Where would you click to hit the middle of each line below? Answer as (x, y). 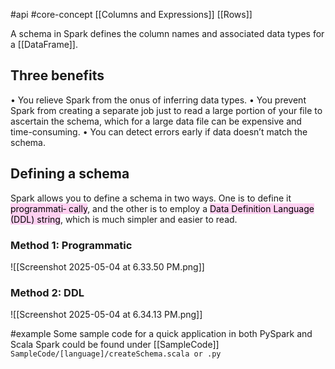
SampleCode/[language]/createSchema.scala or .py (116, 354)
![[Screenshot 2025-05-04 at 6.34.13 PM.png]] (106, 315)
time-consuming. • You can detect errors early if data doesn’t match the (159, 131)
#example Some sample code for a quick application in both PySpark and (161, 334)
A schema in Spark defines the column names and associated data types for (167, 33)
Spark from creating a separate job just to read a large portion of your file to (166, 110)
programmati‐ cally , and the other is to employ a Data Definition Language (162, 208)
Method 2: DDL (47, 292)
